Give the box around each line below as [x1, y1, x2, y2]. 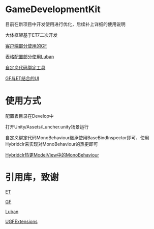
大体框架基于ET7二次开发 [5, 32, 58, 38]
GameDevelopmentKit [5, 4, 101, 15]
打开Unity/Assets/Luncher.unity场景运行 [5, 123, 89, 130]
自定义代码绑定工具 [5, 64, 46, 70]
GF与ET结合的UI [5, 75, 40, 81]
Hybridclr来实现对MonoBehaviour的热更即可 [5, 141, 98, 147]
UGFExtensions [5, 218, 38, 224]
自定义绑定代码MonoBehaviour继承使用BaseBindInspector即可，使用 [5, 134, 149, 141]
